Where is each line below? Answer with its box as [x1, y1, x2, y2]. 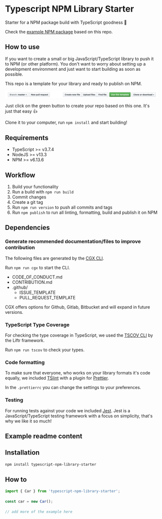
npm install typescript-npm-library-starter [5, 462, 97, 467]
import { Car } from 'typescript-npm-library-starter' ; [5, 489, 120, 494]
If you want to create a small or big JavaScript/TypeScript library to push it [5, 56, 154, 62]
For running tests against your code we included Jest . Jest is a [5, 407, 130, 413]
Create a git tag [12, 199, 44, 205]
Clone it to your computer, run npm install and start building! [5, 120, 128, 126]
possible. [5, 71, 23, 77]
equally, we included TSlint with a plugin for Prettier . [5, 375, 109, 381]
